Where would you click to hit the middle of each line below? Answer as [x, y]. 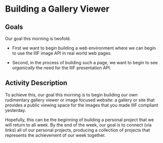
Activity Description [36, 83]
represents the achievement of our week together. [55, 135]
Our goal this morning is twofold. [38, 38]
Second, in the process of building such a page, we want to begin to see [85, 63]
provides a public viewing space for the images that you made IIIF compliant [82, 105]
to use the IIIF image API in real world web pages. [62, 53]
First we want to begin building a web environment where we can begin [84, 48]
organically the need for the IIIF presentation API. [61, 68]
